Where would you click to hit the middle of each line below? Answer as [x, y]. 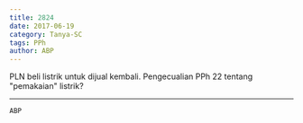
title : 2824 [32, 18]
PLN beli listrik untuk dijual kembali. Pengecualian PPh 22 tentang [131, 76]
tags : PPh [28, 43]
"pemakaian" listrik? [46, 86]
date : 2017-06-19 [42, 26]
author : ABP [32, 51]
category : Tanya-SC [46, 34]
